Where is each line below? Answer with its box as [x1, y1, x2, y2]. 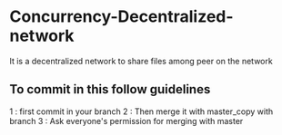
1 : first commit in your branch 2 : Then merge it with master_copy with [9, 106, 274, 117]
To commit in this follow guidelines [9, 82, 211, 97]
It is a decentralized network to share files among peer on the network [9, 55, 273, 66]
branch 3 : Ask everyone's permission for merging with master [9, 115, 244, 126]
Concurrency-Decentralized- [9, 6, 234, 27]
